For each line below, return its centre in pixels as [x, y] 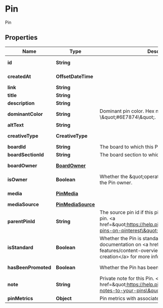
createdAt [19, 76]
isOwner [17, 179]
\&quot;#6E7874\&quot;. [128, 117]
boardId [17, 146]
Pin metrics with [118, 298]
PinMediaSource [75, 204]
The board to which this [127, 146]
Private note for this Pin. [127, 278]
